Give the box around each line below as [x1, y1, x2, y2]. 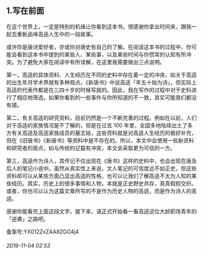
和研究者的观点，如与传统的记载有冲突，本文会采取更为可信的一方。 [6, 144, 176, 151]
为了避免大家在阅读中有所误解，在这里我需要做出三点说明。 [16, 58, 165, 65]
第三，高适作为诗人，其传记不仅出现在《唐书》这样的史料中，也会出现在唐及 [6, 157, 197, 164]
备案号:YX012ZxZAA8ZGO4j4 [6, 228, 80, 235]
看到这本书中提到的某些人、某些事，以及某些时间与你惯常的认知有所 [16, 51, 186, 58]
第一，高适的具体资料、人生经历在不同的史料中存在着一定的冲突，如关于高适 [6, 71, 197, 78]
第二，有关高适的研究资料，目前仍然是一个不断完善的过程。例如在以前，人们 [6, 114, 197, 121]
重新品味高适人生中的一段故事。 [16, 30, 97, 37]
